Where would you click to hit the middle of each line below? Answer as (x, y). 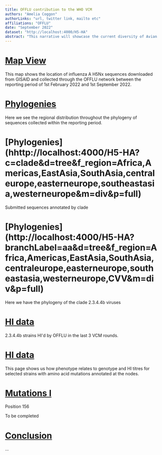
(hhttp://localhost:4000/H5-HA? (72, 152)
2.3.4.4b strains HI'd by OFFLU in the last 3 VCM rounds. (62, 335)
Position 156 (17, 406)
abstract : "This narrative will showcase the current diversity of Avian (81, 37)
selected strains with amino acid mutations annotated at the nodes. (72, 373)
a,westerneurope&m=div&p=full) (73, 194)
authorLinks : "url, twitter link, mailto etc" (53, 18)
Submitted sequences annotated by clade (47, 207)
